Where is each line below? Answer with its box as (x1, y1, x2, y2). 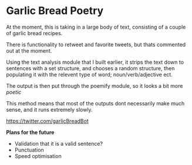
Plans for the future (6, 129, 55, 136)
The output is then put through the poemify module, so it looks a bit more (6, 82, 183, 89)
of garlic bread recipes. (6, 29, 63, 36)
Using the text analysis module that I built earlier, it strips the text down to (6, 59, 184, 66)
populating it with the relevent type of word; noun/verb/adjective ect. (6, 71, 173, 78)
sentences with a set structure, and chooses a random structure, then (6, 64, 175, 71)
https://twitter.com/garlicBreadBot (6, 117, 89, 124)
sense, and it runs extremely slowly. (6, 106, 93, 113)
